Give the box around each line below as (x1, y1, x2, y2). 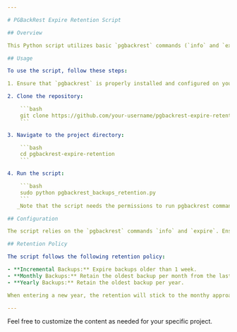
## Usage (7, 54, 33, 62)
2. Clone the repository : (7, 93, 83, 100)
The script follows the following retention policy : (7, 253, 166, 261)
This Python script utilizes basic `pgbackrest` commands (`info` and (7, 42, 219, 49)
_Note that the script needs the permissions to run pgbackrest (16, 202, 210, 209)
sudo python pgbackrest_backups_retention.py (20, 189, 157, 196)
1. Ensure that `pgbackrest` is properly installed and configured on (7, 80, 219, 87)
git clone (20, 112, 49, 119)
